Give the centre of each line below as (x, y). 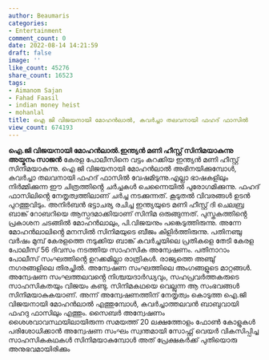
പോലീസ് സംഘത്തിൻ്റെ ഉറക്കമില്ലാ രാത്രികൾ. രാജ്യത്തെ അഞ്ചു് (112, 258)
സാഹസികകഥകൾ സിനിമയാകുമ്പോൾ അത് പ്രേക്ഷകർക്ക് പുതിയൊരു (123, 340)
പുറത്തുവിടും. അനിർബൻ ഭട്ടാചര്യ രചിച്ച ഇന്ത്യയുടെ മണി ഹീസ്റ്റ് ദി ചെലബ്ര (126, 204)
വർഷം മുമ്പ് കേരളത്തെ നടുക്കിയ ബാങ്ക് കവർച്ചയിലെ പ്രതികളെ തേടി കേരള (131, 241)
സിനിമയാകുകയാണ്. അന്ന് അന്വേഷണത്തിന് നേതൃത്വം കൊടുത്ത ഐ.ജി (127, 294)
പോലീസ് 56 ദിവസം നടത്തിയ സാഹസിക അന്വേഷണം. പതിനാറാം (119, 249)
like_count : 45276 (39, 68)
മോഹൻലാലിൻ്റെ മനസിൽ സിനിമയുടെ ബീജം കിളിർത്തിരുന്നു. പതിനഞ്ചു (125, 231)
